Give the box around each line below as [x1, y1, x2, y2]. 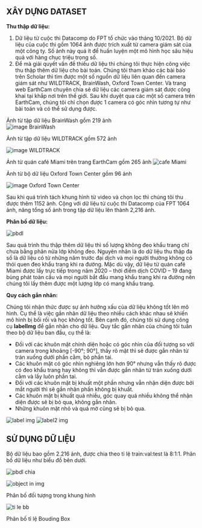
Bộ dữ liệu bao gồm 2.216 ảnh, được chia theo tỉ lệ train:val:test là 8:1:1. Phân [6, 450, 196, 457]
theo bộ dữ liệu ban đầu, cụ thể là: [6, 329, 92, 336]
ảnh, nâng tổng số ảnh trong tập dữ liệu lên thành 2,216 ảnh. [6, 206, 156, 213]
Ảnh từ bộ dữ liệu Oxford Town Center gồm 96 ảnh [6, 170, 133, 177]
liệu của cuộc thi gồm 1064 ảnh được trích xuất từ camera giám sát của [14, 40, 192, 48]
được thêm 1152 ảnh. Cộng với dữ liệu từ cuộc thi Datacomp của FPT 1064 [6, 199, 190, 207]
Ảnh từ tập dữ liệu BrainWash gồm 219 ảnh [6, 117, 112, 124]
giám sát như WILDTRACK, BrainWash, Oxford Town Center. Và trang [14, 79, 186, 86]
